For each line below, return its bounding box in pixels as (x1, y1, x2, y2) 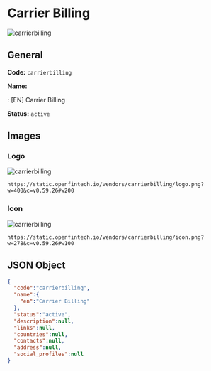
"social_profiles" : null (13, 350, 84, 358)
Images (7, 130, 41, 142)
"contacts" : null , (13, 338, 65, 345)
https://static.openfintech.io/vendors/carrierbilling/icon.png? (7, 233, 204, 241)
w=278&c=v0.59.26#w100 (7, 240, 74, 247)
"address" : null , (13, 344, 62, 351)
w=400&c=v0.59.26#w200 (7, 187, 74, 195)
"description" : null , (13, 318, 74, 325)
